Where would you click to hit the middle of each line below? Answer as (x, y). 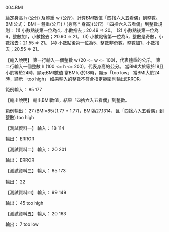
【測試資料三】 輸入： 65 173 (35, 171)
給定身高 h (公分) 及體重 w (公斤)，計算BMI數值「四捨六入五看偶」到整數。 (83, 18)
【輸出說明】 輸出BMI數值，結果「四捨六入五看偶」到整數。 (67, 100)
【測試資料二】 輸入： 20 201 (36, 149)
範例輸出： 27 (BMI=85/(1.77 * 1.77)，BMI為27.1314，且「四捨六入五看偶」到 (84, 111)
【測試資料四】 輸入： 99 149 (36, 192)
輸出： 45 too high (24, 203)
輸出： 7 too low (22, 224)
